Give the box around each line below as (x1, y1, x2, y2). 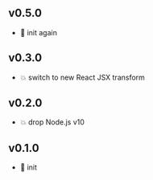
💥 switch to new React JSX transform (19, 72, 145, 82)
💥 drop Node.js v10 (19, 117, 85, 127)
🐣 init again (19, 27, 58, 37)
